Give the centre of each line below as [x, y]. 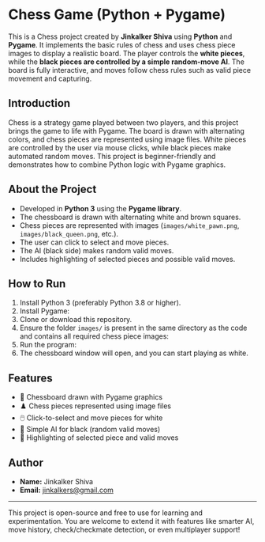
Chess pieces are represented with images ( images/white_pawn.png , [129, 225]
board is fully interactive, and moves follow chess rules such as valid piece [129, 70]
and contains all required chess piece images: [94, 336]
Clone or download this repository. [76, 320]
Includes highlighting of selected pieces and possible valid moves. [127, 259]
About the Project [52, 190]
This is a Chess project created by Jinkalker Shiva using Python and [120, 36]
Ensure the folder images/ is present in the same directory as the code [133, 328]
